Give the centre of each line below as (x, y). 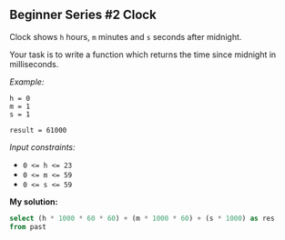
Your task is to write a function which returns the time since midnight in (143, 55)
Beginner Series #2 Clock (83, 15)
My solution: (34, 201)
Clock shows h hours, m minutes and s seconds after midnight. (126, 36)
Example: (27, 82)
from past (28, 226)
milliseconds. (34, 64)
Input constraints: (42, 147)
